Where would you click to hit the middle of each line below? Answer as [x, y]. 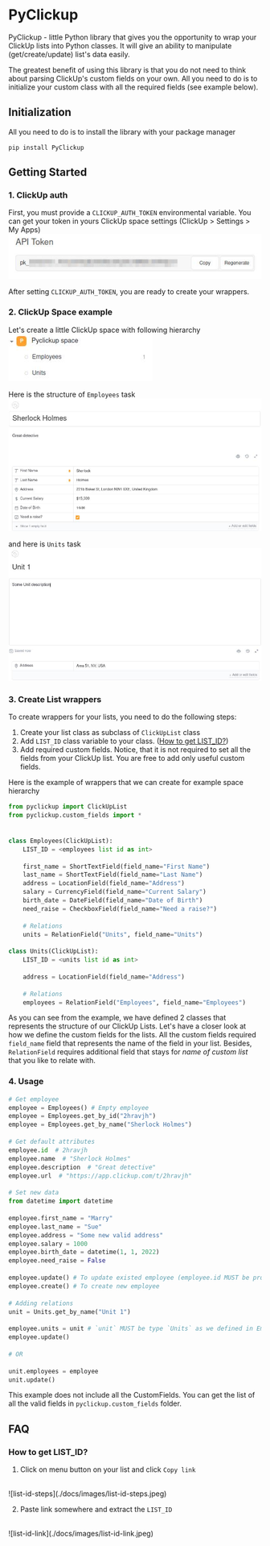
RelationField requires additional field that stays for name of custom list [128, 1052]
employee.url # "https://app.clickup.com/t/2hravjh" [100, 1176]
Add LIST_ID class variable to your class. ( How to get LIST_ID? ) [124, 741]
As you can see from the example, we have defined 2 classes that [117, 1018]
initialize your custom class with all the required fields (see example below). [133, 87]
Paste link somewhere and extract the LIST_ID [96, 1510]
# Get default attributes [51, 1142]
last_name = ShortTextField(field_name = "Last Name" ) [113, 875]
